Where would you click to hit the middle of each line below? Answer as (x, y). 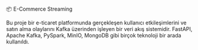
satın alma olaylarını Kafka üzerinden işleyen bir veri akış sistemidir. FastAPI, (99, 29)
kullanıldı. (18, 42)
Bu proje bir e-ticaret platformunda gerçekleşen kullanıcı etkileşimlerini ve (96, 23)
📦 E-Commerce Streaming (39, 9)
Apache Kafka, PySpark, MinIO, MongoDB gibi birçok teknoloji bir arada (94, 35)
